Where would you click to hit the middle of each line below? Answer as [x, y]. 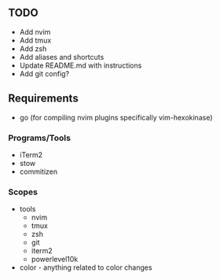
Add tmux [35, 40]
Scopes [23, 192]
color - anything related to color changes [86, 267]
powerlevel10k [55, 260]
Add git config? [44, 73]
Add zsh [33, 48]
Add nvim [35, 31]
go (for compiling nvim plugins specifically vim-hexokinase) [116, 117]
